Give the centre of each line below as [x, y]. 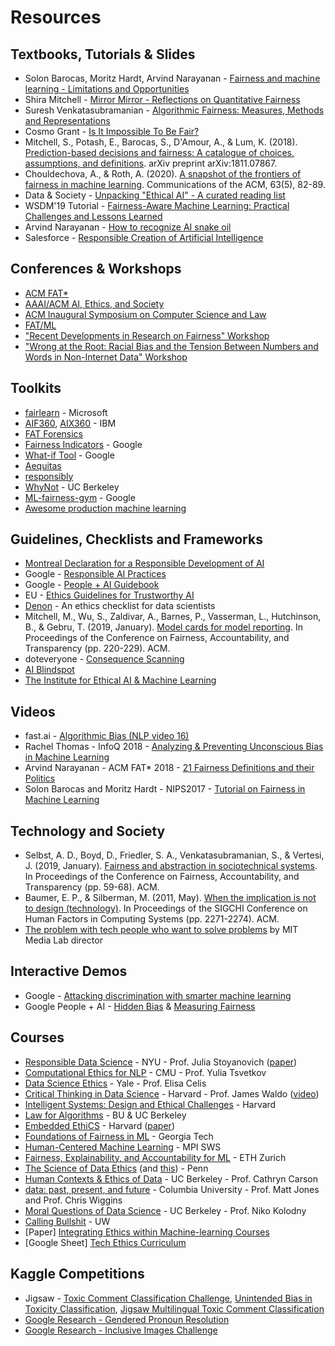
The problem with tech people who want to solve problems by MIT [161, 930]
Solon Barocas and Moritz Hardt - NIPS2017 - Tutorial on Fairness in [165, 789]
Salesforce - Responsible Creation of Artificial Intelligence [144, 237]
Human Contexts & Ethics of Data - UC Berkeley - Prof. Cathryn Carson [171, 1178]
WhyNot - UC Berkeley [72, 487]
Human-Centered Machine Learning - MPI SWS [123, 1147]
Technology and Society [88, 831]
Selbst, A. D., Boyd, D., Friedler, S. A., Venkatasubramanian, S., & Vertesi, [174, 855]
